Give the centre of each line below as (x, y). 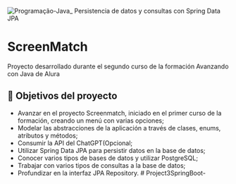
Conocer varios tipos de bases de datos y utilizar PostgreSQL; (108, 158)
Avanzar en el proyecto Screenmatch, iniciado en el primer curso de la (119, 113)
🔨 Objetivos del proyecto (62, 96)
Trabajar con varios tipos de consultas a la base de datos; (101, 165)
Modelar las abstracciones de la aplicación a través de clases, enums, (119, 128)
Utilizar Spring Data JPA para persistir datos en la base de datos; (111, 150)
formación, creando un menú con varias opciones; (91, 121)
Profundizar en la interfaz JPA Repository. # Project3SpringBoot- (112, 173)
